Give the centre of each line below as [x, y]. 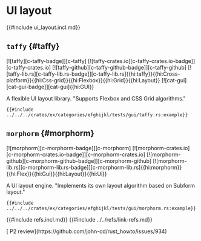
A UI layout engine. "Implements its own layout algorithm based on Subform [101, 185]
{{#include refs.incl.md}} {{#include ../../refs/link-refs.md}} [79, 219]
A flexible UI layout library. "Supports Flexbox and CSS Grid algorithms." [96, 98]
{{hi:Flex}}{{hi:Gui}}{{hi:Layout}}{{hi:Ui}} [57, 174]
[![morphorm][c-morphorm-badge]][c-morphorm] [69, 148]
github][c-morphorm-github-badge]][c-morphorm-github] [79, 160]
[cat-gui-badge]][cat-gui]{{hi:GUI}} [50, 87]
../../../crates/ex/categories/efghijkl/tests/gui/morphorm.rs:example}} [101, 208]
